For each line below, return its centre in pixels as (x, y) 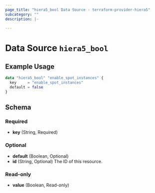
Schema (18, 107)
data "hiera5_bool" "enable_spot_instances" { (54, 78)
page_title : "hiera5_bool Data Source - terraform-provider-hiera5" (78, 10)
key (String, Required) (35, 132)
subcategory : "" (22, 14)
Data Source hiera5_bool (57, 48)
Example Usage (30, 66)
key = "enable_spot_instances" (47, 83)
